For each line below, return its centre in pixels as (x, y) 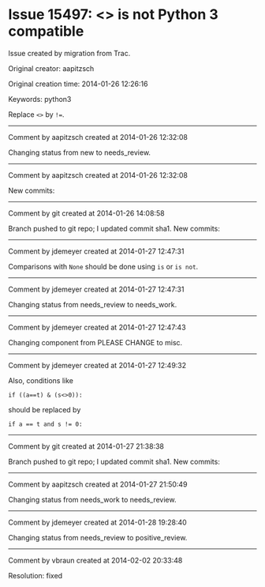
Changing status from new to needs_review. (80, 152)
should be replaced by (45, 409)
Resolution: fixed (35, 575)
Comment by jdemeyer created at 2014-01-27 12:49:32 (97, 365)
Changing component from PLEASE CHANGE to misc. (95, 342)
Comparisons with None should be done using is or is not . (103, 266)
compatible (46, 31)
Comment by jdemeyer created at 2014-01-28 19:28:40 (97, 522)
